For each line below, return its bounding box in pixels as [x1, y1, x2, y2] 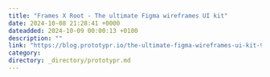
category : [8, 49, 42, 57]
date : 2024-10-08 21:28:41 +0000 [8, 19, 121, 27]
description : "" [8, 34, 63, 43]
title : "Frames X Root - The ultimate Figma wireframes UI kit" [8, 11, 228, 20]
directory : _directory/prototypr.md [8, 57, 131, 65]
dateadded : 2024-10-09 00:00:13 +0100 [8, 26, 138, 34]
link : [8, 42, 27, 50]
